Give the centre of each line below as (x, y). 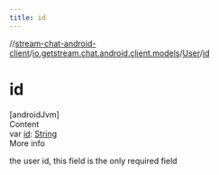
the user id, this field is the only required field (93, 161)
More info (27, 143)
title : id (28, 18)
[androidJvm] (35, 115)
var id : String (33, 134)
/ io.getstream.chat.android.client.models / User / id (119, 53)
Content (24, 124)
